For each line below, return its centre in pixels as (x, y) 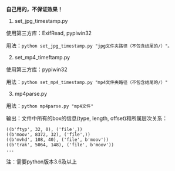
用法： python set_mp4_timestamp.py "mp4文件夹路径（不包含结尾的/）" (87, 82)
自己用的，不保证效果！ (34, 9)
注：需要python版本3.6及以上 (42, 162)
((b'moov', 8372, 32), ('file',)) (48, 135)
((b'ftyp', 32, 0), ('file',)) (44, 129)
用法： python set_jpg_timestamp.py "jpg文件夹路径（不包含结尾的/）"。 (89, 46)
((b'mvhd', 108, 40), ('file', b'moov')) (58, 140)
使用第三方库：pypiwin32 (37, 69)
